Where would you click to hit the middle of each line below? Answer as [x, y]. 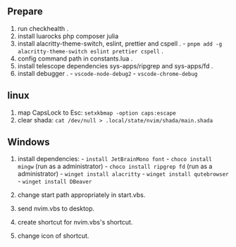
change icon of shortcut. [53, 236]
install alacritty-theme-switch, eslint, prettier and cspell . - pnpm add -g [120, 43]
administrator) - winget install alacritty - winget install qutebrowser [123, 174]
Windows [29, 142]
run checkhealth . [43, 28]
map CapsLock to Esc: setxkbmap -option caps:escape [97, 113]
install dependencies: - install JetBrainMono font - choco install [115, 159]
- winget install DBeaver [55, 182]
